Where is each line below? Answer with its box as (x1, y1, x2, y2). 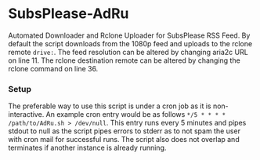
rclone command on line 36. (8, 64, 99, 73)
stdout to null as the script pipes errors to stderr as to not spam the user (8, 126, 241, 136)
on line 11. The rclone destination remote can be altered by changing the (8, 56, 240, 65)
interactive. (8, 110, 45, 119)
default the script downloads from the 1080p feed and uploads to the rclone (8, 38, 253, 48)
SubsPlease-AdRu (8, 5, 129, 23)
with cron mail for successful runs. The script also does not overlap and (8, 135, 240, 144)
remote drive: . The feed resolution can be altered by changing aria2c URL (8, 47, 248, 56)
